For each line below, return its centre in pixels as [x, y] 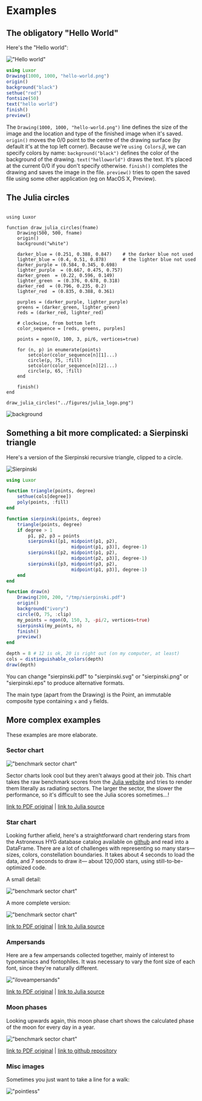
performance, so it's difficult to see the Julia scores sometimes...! [88, 795]
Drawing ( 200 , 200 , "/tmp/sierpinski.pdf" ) [71, 598]
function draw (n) [28, 592]
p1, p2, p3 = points [54, 536]
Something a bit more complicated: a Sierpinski [97, 433]
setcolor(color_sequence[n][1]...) [73, 355]
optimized [19, 867]
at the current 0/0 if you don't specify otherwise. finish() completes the [97, 166]
